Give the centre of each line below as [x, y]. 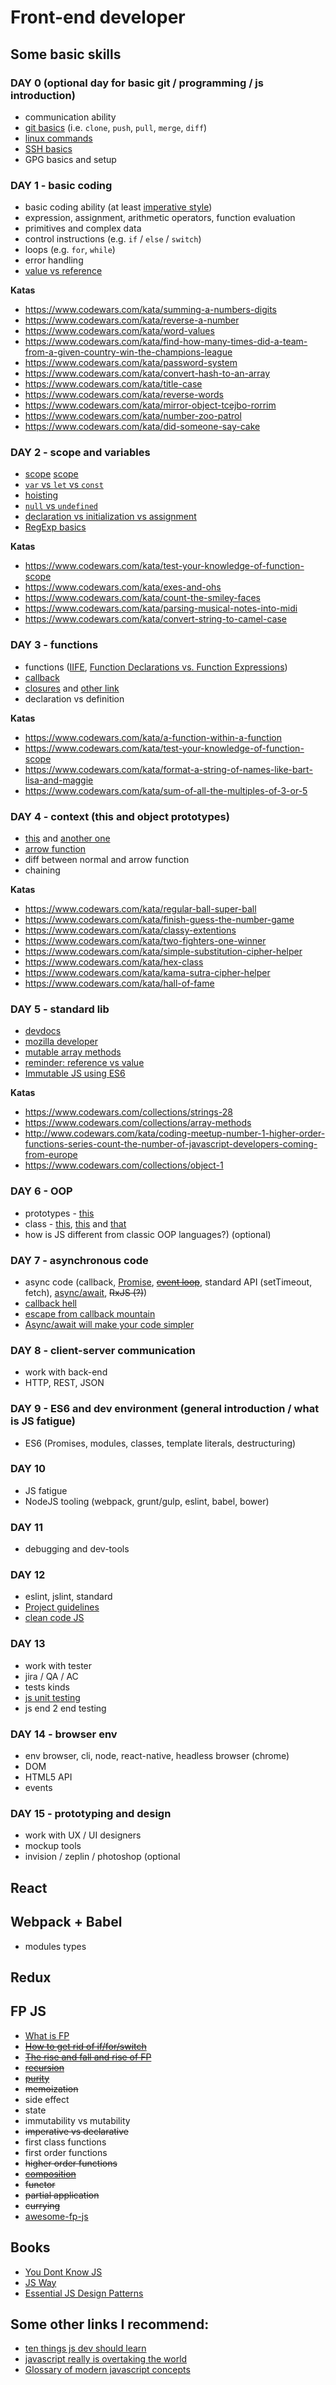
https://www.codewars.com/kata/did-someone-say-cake [142, 427]
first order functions [66, 2152]
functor [40, 2184]
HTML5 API [48, 1777]
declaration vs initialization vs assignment [110, 517]
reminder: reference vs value [84, 1063]
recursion [44, 2067]
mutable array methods [73, 1052]
